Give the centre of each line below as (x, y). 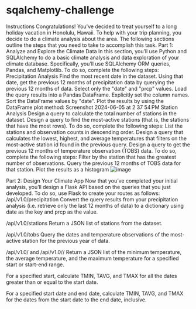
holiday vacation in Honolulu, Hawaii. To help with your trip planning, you (94, 32)
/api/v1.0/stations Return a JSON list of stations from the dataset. (84, 223)
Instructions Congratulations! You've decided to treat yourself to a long (92, 26)
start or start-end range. (35, 265)
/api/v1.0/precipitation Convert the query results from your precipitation (92, 199)
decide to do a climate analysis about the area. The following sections (90, 39)
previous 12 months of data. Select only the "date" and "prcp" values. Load (97, 88)
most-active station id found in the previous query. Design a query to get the (98, 145)
